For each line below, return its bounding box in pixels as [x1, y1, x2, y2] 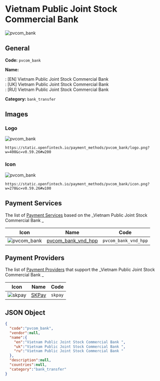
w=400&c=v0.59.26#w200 [5, 150, 51, 155]
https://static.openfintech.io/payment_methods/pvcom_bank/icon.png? [5, 181, 150, 186]
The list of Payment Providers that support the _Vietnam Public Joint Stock [5, 267, 155, 272]
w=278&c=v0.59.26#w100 [5, 186, 51, 191]
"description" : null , [9, 358, 51, 363]
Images [5, 110, 28, 118]
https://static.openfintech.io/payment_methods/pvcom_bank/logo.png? [5, 145, 150, 150]
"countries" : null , [9, 362, 47, 367]
